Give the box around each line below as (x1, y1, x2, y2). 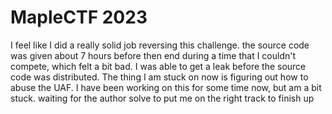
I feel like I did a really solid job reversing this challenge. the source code (10, 39, 310, 51)
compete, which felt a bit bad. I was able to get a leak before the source (10, 60, 307, 72)
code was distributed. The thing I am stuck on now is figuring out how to (10, 71, 309, 83)
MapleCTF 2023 (10, 6, 148, 29)
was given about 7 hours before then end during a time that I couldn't (10, 49, 297, 61)
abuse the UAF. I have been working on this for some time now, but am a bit (10, 81, 322, 93)
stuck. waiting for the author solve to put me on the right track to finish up (10, 92, 315, 104)
